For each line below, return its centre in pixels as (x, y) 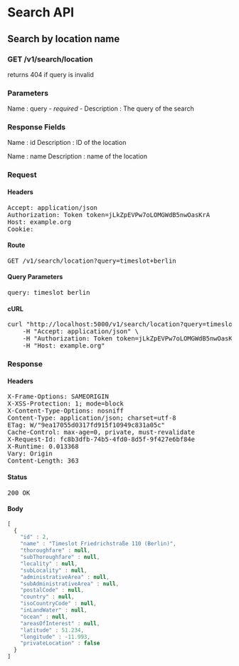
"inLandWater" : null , (54, 610)
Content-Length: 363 (43, 461)
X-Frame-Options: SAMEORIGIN (58, 397)
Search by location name (64, 39)
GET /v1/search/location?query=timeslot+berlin (92, 261)
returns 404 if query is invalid (51, 74)
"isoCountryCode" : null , (59, 604)
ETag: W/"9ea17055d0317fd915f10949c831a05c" (86, 425)
